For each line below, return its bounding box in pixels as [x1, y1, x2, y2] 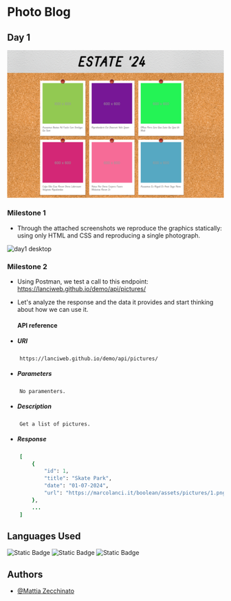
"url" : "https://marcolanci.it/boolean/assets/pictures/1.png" [43, 489, 229, 496]
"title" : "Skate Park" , [43, 475, 112, 482]
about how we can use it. [16, 306, 89, 314]
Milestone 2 [7, 262, 47, 271]
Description [16, 402, 52, 410]
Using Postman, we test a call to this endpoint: [16, 277, 149, 286]
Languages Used [7, 530, 81, 542]
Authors [7, 569, 43, 580]
